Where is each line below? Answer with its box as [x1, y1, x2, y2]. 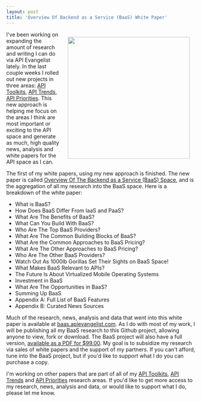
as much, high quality [6, 139, 59, 146]
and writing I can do [6, 50, 56, 57]
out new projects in [6, 75, 54, 83]
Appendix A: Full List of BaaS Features [14, 296, 110, 303]
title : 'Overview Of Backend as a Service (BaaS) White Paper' [6, 14, 168, 20]
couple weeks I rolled [6, 69, 59, 76]
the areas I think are [6, 113, 56, 120]
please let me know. [6, 389, 56, 396]
